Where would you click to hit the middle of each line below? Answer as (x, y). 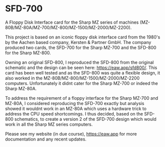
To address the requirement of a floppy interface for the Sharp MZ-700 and (82, 98)
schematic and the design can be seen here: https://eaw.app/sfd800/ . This (81, 68)
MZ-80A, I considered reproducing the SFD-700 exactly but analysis (75, 103)
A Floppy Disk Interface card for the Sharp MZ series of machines (72, 22)
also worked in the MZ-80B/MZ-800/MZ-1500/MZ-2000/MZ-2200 (72, 78)
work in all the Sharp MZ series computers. (49, 124)
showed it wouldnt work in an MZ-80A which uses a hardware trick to (76, 109)
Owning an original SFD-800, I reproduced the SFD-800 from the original (80, 62)
